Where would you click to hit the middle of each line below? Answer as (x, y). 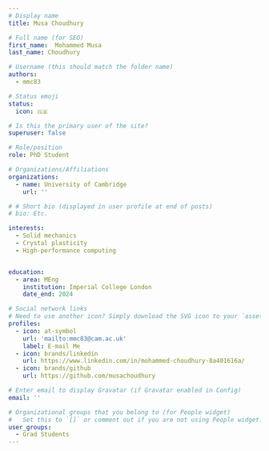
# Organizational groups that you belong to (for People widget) (119, 412)
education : (26, 272)
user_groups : (30, 427)
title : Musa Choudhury (46, 23)
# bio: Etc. (28, 214)
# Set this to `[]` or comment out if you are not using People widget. (136, 420)
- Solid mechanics (46, 236)
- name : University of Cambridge (71, 184)
